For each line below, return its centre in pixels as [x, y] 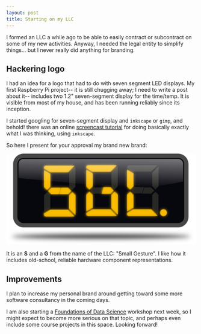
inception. [19, 109]
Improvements [34, 279]
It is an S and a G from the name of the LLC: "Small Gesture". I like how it [96, 254]
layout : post [23, 13]
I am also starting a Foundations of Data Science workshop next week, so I [99, 312]
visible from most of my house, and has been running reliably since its [93, 103]
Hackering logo [36, 69]
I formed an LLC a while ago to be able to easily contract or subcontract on [99, 37]
